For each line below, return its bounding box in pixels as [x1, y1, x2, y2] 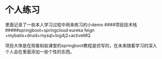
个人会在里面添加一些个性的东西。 [5, 49, 75, 55]
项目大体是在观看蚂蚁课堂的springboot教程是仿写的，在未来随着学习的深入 [5, 42, 157, 48]
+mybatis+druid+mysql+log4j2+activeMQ [5, 32, 90, 38]
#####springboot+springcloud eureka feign [5, 27, 95, 33]
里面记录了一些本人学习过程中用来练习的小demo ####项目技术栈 [5, 22, 137, 28]
